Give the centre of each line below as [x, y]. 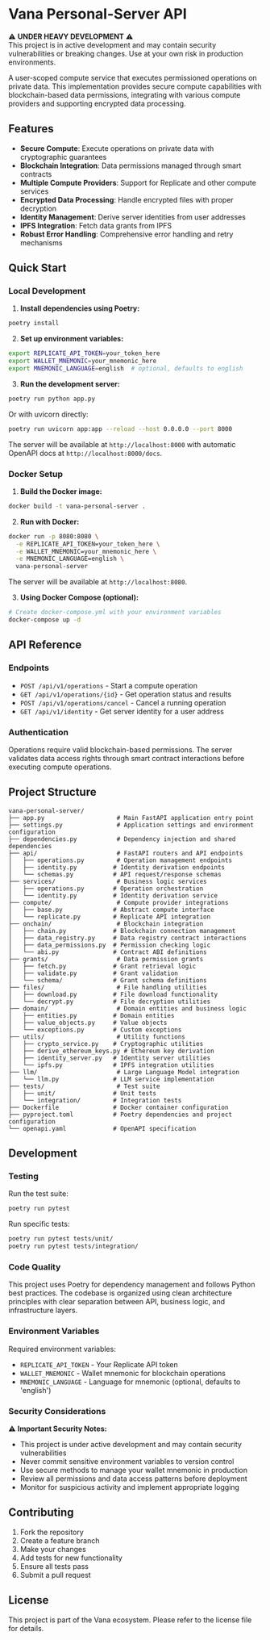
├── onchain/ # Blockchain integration [106, 924]
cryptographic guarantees [63, 157]
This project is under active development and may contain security [131, 1444]
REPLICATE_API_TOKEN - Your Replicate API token [99, 1364]
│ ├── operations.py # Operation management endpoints [120, 860]
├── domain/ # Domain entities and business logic [128, 1008]
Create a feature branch [60, 1540]
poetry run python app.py [52, 399]
